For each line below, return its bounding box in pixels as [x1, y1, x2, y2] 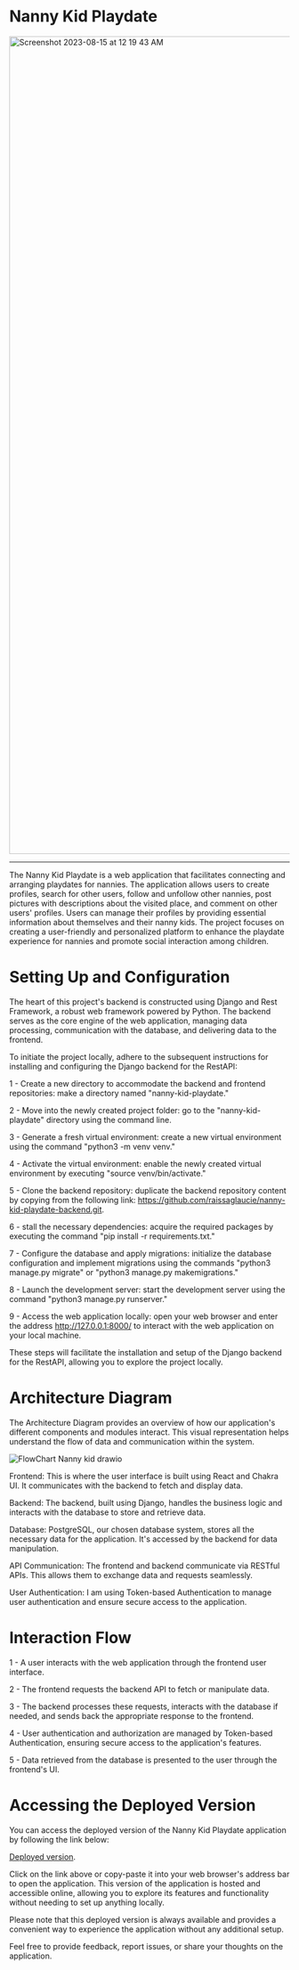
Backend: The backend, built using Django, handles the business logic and [9, 1497, 283, 1508]
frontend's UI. [9, 1763, 61, 1774]
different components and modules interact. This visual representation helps [9, 1427, 289, 1437]
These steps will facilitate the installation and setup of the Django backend [9, 1347, 282, 1357]
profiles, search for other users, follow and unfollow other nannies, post [9, 888, 272, 899]
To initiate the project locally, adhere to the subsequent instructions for [9, 1051, 269, 1062]
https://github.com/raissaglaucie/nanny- [137, 1194, 287, 1205]
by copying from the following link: [9, 1194, 136, 1205]
